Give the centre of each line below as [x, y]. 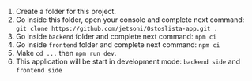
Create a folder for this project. [66, 11]
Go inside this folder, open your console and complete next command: [130, 20]
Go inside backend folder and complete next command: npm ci [116, 36]
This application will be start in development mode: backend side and [128, 61]
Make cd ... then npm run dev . [66, 53]
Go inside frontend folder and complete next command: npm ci [118, 45]
